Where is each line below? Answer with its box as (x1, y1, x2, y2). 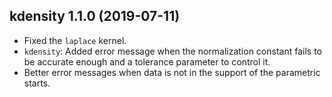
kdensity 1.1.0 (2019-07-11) (9, 8, 181, 25)
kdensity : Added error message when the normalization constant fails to (23, 45, 322, 57)
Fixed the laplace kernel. (23, 34, 127, 46)
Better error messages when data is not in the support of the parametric (23, 66, 321, 78)
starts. (23, 77, 51, 89)
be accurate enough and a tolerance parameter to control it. (23, 55, 271, 68)
